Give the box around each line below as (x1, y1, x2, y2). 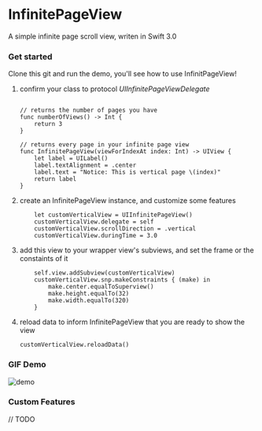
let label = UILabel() (34, 155, 109, 163)
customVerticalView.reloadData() (19, 341, 130, 349)
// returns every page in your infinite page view (19, 141, 190, 149)
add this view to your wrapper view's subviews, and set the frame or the (19, 245, 254, 255)
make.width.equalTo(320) (48, 297, 130, 304)
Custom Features (8, 396, 76, 407)
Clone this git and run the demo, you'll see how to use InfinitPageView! (8, 69, 238, 79)
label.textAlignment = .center (34, 161, 137, 170)
